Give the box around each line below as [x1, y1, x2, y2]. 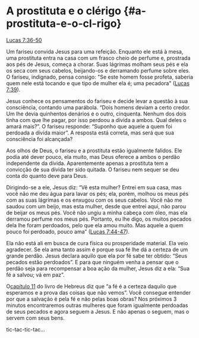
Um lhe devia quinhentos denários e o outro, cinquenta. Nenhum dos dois [6, 110, 187, 117]
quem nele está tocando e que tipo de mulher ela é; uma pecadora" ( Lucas [6, 79, 190, 87]
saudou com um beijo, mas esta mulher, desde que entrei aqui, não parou [6, 202, 186, 209]
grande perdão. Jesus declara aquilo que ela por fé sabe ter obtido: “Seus [6, 252, 188, 259]
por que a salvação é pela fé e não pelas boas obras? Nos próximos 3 [6, 295, 177, 302]
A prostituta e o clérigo [6, 4, 122, 18]
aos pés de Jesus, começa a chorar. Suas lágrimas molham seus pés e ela [6, 61, 188, 68]
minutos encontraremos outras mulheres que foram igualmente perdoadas [6, 302, 188, 309]
